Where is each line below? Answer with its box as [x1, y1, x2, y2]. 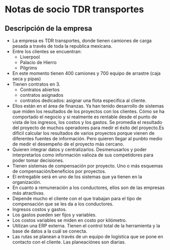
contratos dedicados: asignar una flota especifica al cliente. [20, 97, 147, 103]
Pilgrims [20, 65, 37, 71]
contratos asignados [20, 92, 64, 98]
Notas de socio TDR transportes [5, 4, 144, 15]
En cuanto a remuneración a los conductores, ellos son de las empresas [12, 184, 165, 191]
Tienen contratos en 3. [12, 81, 61, 87]
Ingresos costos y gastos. [12, 206, 67, 212]
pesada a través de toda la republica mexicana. [12, 43, 112, 49]
